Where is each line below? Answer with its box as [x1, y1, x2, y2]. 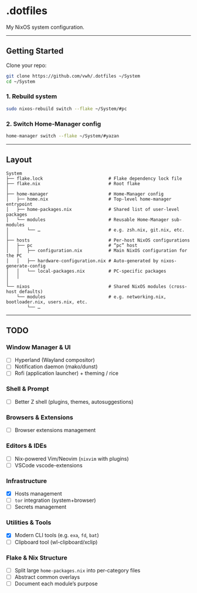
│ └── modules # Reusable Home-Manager [6, 216, 169, 223]
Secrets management [14, 504, 67, 511]
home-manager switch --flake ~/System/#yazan [6, 133, 119, 139]
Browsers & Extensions [6, 413, 73, 421]
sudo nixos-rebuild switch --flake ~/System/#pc [6, 106, 127, 112]
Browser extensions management [14, 427, 96, 434]
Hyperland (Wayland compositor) [14, 357, 95, 364]
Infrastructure [6, 477, 47, 485]
